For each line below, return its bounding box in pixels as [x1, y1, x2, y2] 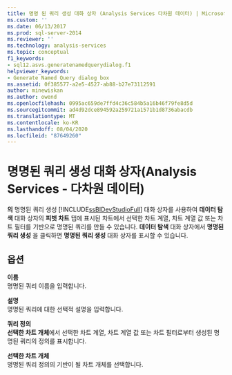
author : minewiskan [7, 87, 64, 94]
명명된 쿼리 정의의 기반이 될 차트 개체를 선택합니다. [7, 360, 144, 368]
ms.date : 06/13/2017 [7, 23, 67, 30]
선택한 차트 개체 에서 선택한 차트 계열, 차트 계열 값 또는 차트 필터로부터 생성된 [7, 329, 213, 336]
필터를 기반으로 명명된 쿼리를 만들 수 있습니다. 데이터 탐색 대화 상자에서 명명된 [14, 222, 224, 231]
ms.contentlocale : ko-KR [7, 119, 79, 126]
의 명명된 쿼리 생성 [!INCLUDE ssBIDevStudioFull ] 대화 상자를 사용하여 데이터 [7, 205, 216, 214]
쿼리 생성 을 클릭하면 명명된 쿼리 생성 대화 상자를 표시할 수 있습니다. [7, 231, 188, 240]
